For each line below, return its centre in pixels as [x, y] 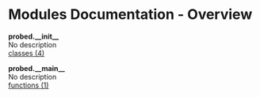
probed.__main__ [36, 68]
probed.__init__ [34, 36]
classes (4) [27, 53]
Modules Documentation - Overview [130, 15]
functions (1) [29, 85]
